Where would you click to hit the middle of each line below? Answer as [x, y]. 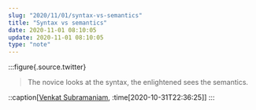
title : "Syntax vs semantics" [58, 23]
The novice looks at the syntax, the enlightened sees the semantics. [138, 82]
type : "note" [30, 45]
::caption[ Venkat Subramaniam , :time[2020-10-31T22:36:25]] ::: [111, 97]
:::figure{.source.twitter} [47, 67]
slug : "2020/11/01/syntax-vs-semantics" [76, 15]
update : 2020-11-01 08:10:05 [56, 37]
